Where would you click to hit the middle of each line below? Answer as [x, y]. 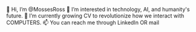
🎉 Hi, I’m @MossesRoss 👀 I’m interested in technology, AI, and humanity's [98, 9]
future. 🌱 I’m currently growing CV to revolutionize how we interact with [95, 16]
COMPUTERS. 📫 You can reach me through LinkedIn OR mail [83, 22]
